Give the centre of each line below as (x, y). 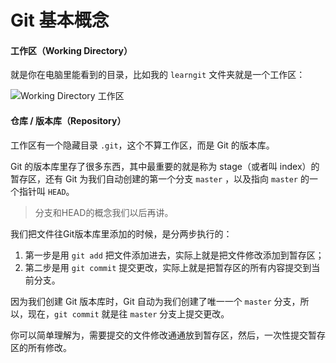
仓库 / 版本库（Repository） (68, 120)
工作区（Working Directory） (71, 50)
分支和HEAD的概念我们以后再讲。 (104, 212)
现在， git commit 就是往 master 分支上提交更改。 (128, 313)
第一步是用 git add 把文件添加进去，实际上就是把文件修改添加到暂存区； (174, 255)
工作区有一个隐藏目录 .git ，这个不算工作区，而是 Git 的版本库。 (142, 145)
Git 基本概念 (60, 20)
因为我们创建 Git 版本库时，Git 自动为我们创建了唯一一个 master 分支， (155, 301)
